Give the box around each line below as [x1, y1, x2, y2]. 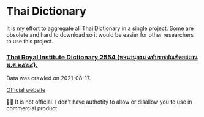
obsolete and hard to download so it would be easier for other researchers [6, 31, 194, 38]
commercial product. [6, 105, 59, 112]
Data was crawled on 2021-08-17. [6, 75, 91, 82]
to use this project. [6, 37, 54, 45]
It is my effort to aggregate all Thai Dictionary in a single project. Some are [6, 25, 194, 32]
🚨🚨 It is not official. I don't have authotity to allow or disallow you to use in [6, 98, 192, 105]
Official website [6, 86, 46, 94]
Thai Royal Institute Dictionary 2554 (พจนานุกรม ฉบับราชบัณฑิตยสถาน [6, 53, 198, 61]
